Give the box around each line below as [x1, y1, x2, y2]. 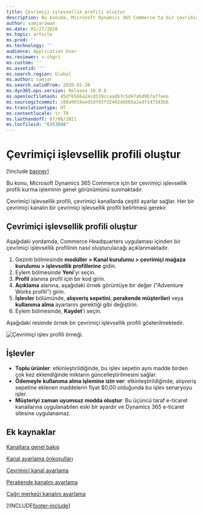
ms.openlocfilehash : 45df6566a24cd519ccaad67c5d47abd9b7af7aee [6, 93, 169, 99]
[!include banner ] [6, 168, 50, 175]
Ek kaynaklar [6, 427, 56, 437]
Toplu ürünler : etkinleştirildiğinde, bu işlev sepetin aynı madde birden [14, 364, 188, 371]
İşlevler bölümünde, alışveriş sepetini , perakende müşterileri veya [14, 294, 184, 302]
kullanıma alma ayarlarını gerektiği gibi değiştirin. [14, 301, 138, 308]
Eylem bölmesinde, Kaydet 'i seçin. [14, 307, 101, 314]
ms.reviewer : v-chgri [6, 54, 61, 60]
